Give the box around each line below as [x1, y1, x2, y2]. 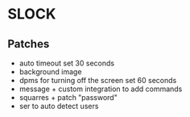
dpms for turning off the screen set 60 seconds [19, 76, 177, 85]
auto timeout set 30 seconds [19, 58, 114, 68]
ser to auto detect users [19, 102, 99, 111]
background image [19, 67, 82, 77]
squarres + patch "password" [19, 93, 118, 102]
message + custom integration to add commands [19, 84, 183, 94]
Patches [7, 37, 50, 51]
